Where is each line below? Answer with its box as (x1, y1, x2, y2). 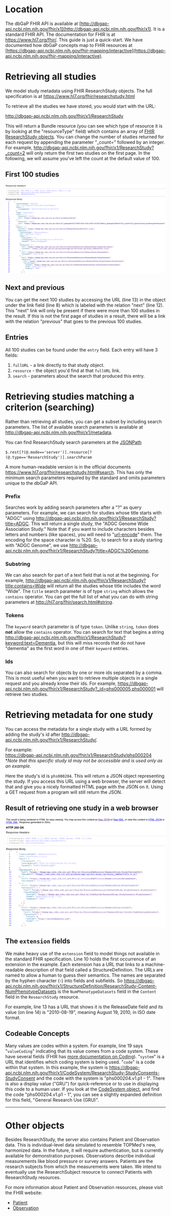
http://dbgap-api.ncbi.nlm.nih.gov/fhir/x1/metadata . (5, 429, 113, 435)
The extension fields (5, 937, 70, 946)
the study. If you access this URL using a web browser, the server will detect (5, 778, 165, 784)
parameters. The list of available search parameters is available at (5, 424, 144, 430)
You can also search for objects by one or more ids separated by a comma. (5, 669, 163, 676)
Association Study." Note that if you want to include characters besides (5, 526, 155, 532)
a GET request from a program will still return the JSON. (5, 789, 122, 795)
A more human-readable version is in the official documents (5, 463, 131, 470)
